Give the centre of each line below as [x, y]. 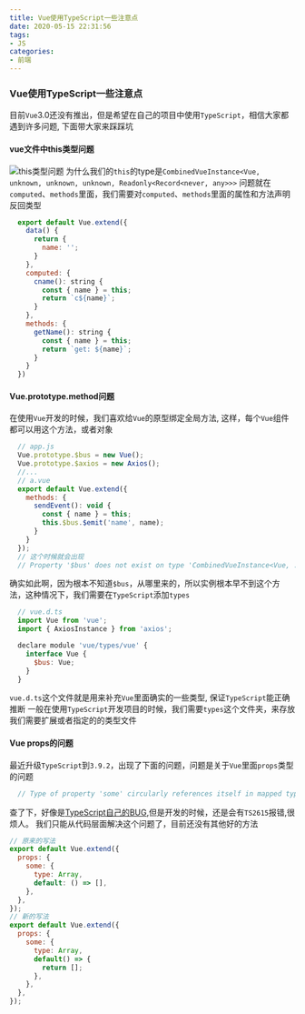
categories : [32, 52]
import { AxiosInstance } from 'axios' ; [95, 629]
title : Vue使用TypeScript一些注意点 [74, 18]
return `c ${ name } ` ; [79, 298]
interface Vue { [57, 654]
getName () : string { [72, 332]
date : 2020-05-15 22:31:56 [60, 26]
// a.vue [34, 480]
